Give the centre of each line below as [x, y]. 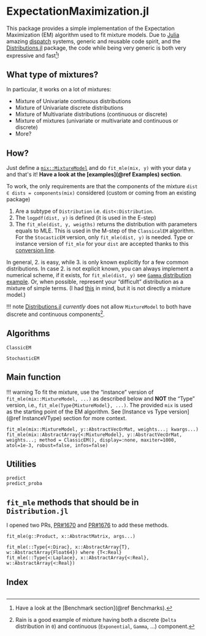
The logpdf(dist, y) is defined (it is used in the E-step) [86, 218]
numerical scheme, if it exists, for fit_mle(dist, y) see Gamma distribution [99, 275]
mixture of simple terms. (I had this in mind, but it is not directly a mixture [99, 288]
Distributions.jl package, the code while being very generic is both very [96, 48]
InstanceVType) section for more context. [74, 418]
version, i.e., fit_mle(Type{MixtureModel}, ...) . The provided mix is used [100, 405]
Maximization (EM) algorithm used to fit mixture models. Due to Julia [93, 34]
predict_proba [25, 484]
